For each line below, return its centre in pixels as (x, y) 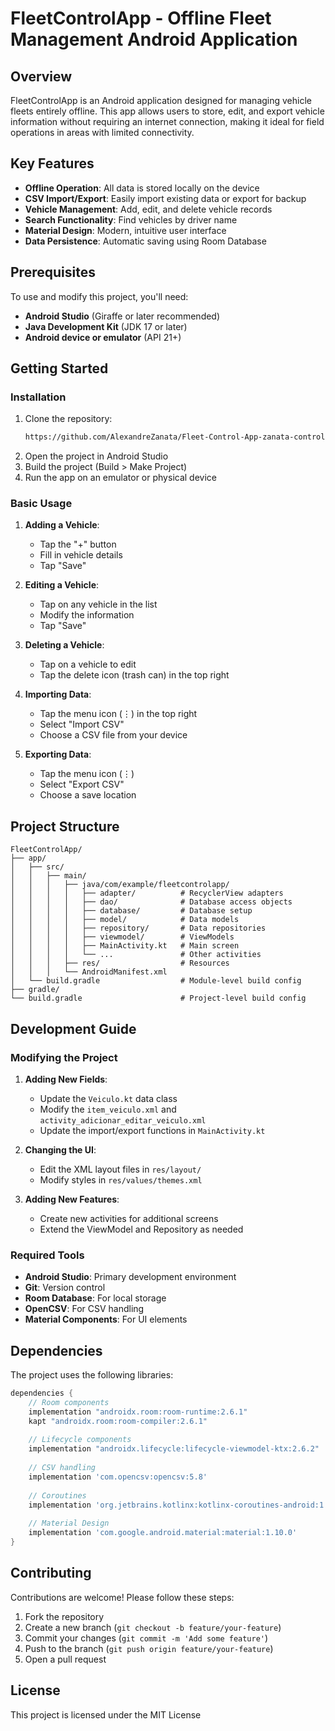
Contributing (51, 1573)
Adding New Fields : (66, 1079)
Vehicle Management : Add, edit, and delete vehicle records (148, 209)
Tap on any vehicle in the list (98, 604)
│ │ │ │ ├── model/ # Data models (125, 920)
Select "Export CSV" (82, 784)
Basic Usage (41, 504)
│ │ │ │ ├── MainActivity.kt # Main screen (125, 946)
